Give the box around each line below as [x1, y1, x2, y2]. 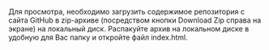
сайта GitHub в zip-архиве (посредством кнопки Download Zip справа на [8, 15, 262, 25]
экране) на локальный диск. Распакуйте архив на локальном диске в [8, 24, 250, 33]
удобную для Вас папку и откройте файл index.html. [8, 32, 188, 42]
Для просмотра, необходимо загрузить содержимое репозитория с [8, 7, 246, 16]
